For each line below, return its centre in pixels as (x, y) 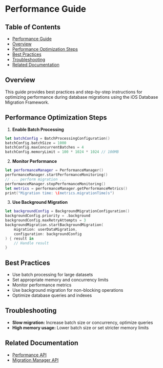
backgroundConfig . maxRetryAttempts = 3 (46, 220)
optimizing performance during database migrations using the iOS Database (82, 97)
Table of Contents (33, 27)
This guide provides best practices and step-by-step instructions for (74, 92)
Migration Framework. (27, 102)
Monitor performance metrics (42, 285)
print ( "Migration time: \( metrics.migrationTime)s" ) (60, 193)
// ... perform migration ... (36, 179)
